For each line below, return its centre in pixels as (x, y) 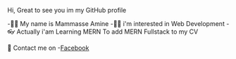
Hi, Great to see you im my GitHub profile (67, 10)
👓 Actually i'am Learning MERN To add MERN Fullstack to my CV (103, 32)
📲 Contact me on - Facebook (48, 48)
